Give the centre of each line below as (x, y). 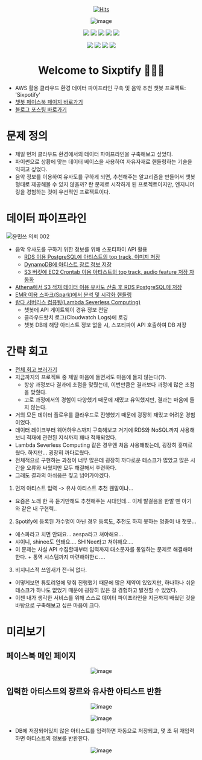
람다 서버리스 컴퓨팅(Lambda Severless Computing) (77, 302)
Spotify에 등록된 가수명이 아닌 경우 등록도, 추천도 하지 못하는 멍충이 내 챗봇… (106, 521)
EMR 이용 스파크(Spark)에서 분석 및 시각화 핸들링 (73, 294)
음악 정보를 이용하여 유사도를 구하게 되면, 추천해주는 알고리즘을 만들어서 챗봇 (105, 177)
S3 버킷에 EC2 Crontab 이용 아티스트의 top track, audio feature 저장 (106, 271)
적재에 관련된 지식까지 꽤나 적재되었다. (71, 437)
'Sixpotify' (28, 94)
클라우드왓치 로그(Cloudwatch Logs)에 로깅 (76, 317)
